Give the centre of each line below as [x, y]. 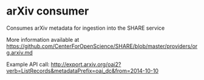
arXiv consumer [48, 11]
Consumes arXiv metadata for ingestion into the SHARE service [86, 28]
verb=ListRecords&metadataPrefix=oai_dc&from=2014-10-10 [83, 70]
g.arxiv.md [20, 52]
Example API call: [28, 64]
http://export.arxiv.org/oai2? [86, 64]
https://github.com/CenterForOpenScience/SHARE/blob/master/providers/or [102, 46]
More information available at [43, 39]
